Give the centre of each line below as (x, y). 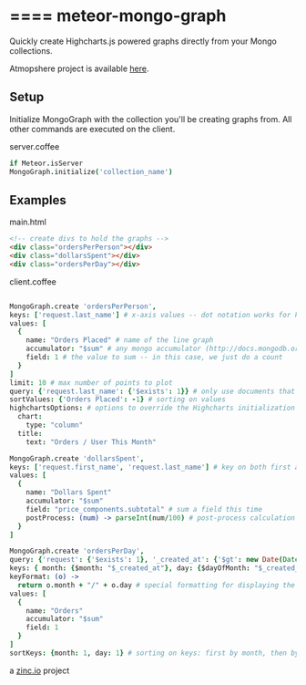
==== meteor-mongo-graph (118, 16)
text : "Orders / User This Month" (91, 442)
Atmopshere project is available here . (79, 68)
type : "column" (55, 425)
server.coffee (35, 146)
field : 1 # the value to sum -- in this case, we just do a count (154, 358)
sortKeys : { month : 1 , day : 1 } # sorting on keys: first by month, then (148, 653)
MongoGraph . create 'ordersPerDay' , (77, 551)
